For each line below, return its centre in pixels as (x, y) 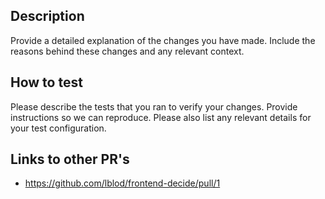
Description (47, 16)
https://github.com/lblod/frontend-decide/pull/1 (122, 183)
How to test (46, 82)
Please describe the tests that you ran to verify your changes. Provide (154, 106)
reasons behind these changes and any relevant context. (127, 51)
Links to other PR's (70, 159)
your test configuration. (58, 128)
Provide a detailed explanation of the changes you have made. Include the (163, 40)
